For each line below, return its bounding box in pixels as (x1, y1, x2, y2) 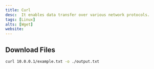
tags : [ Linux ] (5, 17, 36, 22)
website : (5, 27, 24, 32)
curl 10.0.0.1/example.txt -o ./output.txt (5, 59, 100, 64)
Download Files (5, 45, 55, 54)
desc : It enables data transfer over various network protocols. (5, 12, 150, 17)
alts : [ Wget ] (5, 21, 33, 27)
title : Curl (5, 7, 31, 13)
